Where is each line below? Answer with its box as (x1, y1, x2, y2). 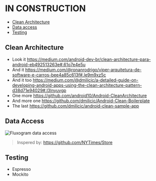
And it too (12, 77, 32, 83)
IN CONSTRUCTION (5, 3, 86, 14)
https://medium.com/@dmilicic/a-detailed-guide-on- (33, 77, 139, 83)
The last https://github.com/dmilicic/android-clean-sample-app (12, 103, 139, 109)
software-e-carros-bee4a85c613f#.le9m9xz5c (12, 72, 106, 78)
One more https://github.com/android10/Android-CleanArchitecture (12, 92, 147, 98)
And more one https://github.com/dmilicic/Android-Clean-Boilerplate (12, 98, 150, 104)
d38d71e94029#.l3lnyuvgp (12, 87, 67, 93)
